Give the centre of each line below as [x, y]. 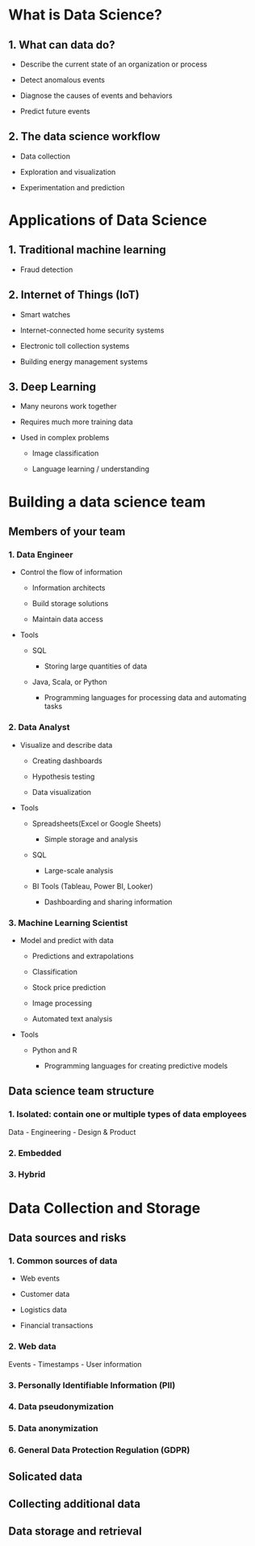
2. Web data [32, 1347]
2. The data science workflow [84, 136]
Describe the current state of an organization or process [113, 64]
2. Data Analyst [39, 728]
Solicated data [46, 1476]
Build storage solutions [70, 604]
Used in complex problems [65, 438]
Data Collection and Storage [105, 1208]
